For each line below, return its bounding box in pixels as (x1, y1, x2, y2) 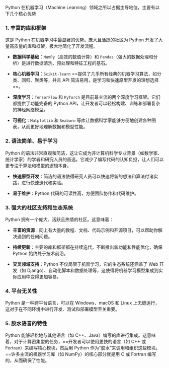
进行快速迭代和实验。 (21, 179, 66, 185)
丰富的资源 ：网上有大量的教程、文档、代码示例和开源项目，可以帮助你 (12, 227, 158, 233)
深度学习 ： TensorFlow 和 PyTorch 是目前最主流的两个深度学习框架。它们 (12, 94, 161, 100)
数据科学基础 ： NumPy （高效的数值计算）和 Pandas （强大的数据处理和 (12, 54, 153, 60)
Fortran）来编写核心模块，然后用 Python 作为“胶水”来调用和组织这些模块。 (5, 345, 160, 351)
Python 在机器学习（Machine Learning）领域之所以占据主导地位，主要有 (5, 5, 156, 10)
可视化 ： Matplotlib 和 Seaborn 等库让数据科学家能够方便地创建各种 (12, 117, 152, 123)
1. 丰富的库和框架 (5, 24, 47, 31)
